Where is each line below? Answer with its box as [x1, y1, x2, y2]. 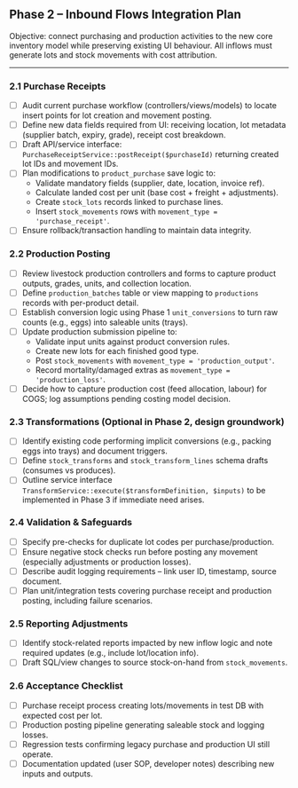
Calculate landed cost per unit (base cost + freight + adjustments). [35, 187, 279, 198]
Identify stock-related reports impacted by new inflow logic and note [21, 638, 273, 649]
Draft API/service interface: [21, 139, 122, 150]
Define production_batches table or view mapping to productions [21, 288, 259, 298]
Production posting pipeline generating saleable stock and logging [21, 719, 265, 730]
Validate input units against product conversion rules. [35, 336, 231, 347]
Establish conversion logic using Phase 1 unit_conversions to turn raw [21, 306, 278, 318]
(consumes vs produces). [21, 465, 116, 476]
